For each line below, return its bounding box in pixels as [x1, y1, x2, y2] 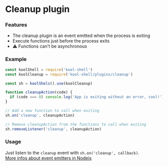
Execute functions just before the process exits [12, 38, 110, 44]
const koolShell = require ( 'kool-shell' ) [5, 67, 93, 72]
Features [5, 21, 27, 28]
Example [5, 56, 27, 63]
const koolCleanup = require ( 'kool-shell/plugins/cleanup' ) [5, 71, 133, 77]
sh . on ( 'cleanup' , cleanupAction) [5, 112, 75, 118]
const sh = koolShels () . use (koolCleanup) [5, 81, 93, 86]
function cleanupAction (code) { [5, 90, 72, 95]
